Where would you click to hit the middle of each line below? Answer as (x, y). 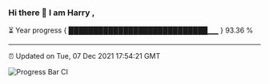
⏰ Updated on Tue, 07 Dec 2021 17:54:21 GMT (84, 56)
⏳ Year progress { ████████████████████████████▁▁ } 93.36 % (131, 30)
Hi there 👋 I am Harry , (52, 13)
